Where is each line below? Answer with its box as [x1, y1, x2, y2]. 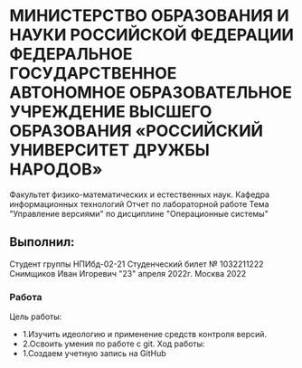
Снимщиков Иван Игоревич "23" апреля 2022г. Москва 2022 [9, 268, 247, 278]
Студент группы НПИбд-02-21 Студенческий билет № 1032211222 [9, 259, 264, 269]
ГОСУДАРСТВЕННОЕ [9, 63, 177, 84]
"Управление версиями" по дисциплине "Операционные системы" [9, 208, 269, 219]
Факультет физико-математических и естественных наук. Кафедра [9, 189, 269, 200]
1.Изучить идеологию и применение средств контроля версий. [22, 329, 268, 340]
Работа [9, 290, 42, 303]
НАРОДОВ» [9, 159, 103, 180]
